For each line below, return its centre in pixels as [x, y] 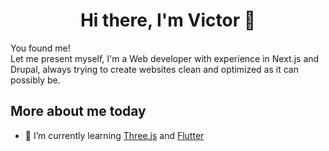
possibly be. [35, 80]
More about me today [78, 111]
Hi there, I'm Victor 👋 [168, 20]
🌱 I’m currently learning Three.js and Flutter [114, 135]
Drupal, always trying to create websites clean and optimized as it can [154, 69]
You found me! [40, 48]
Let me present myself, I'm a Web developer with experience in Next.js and [165, 58]
